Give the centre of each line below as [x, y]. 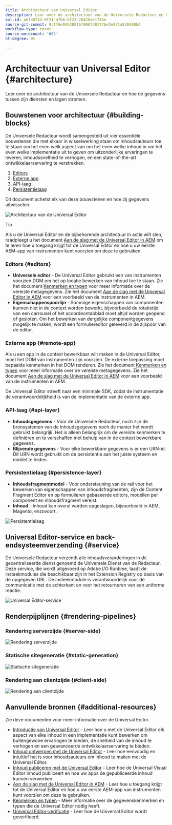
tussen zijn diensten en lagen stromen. [46, 99]
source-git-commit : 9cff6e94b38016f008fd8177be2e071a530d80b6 [73, 24]
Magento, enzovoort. [35, 511]
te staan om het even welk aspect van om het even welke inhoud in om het [84, 146]
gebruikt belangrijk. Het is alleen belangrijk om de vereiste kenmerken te [89, 432]
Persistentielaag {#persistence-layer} [54, 473]
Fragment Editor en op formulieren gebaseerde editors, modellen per [85, 495]
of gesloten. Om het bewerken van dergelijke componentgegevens [83, 319]
